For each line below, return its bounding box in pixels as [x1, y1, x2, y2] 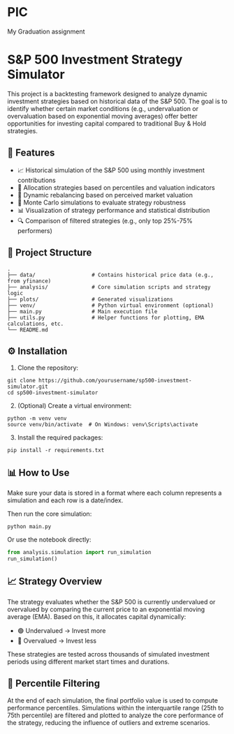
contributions [17, 176, 56, 184]
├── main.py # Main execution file [7, 308, 158, 315]
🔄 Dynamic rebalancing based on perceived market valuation [17, 190, 193, 199]
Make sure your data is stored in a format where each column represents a [7, 489, 222, 497]
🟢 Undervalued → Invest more [17, 626, 106, 635]
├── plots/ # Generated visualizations [7, 296, 173, 303]
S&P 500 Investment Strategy [7, 52, 183, 68]
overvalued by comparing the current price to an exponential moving [7, 605, 205, 613]
